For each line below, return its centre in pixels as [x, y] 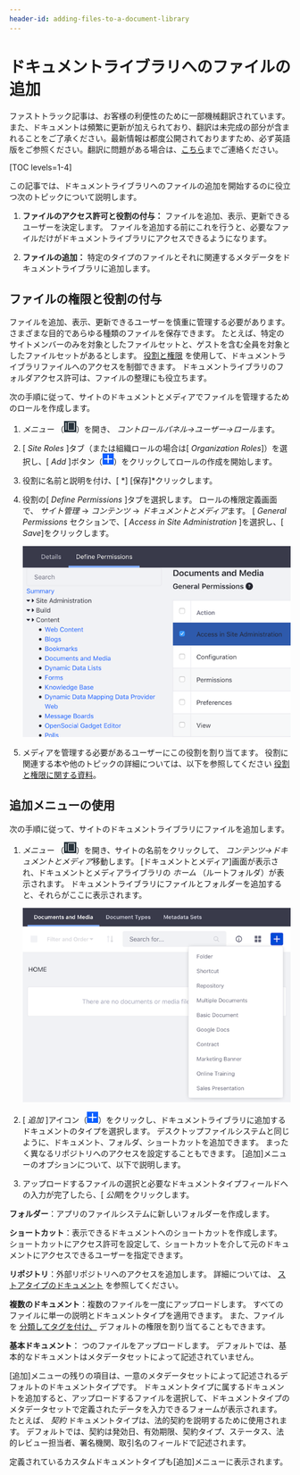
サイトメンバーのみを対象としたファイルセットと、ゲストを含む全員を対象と [150, 345]
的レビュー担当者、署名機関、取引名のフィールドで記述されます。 [130, 1442]
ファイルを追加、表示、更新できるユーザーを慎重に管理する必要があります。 [150, 323]
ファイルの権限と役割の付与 [86, 299]
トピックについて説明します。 [87, 197]
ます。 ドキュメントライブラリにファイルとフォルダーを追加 [156, 884]
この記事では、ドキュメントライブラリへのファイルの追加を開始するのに [142, 185]
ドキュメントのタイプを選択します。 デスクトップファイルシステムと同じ [156, 1131]
